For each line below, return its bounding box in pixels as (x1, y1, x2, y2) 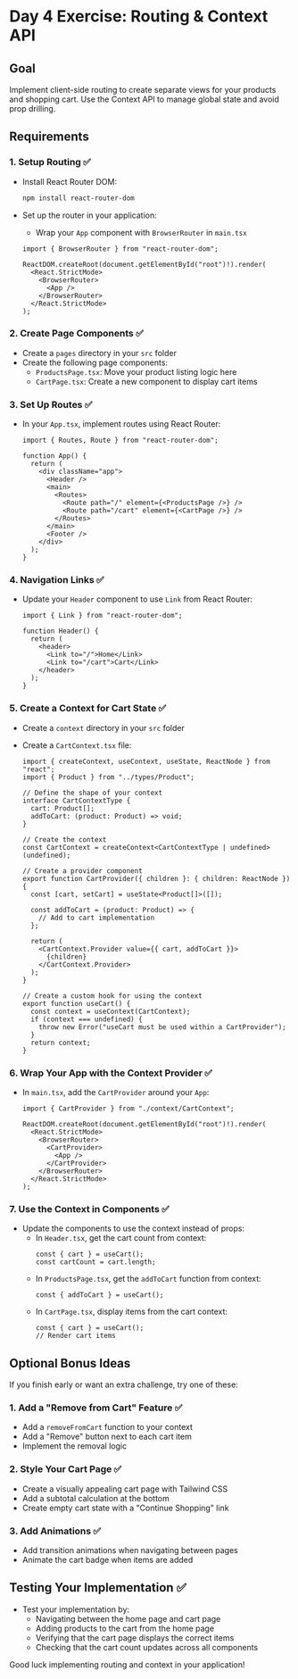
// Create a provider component (21, 866, 143, 876)
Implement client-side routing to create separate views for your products (9, 85, 277, 95)
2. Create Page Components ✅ (9, 328, 145, 340)
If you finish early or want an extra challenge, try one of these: (9, 1379, 238, 1390)
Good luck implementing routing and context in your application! (9, 1658, 245, 1670)
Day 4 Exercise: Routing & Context (9, 6, 269, 27)
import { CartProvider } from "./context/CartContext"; (21, 1104, 235, 1113)
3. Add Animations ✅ (9, 1525, 102, 1537)
